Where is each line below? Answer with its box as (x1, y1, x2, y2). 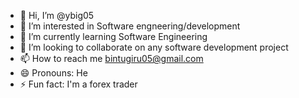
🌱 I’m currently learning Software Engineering (19, 31, 208, 42)
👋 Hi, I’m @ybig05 (19, 10, 95, 21)
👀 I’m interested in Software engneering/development (19, 20, 241, 32)
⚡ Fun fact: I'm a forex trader (19, 78, 138, 90)
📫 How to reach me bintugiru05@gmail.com (19, 53, 204, 64)
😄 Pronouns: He (19, 67, 88, 79)
